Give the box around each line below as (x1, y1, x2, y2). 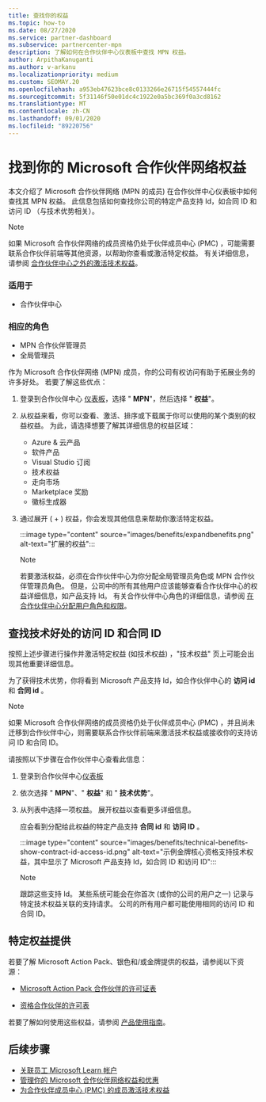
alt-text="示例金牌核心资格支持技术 (131, 847, 247, 856)
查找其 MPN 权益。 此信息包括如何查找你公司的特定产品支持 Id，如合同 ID (8, 196, 249, 206)
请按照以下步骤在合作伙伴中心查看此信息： (8, 754, 147, 765)
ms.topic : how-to (8, 19, 66, 27)
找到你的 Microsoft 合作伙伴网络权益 (8, 158, 247, 177)
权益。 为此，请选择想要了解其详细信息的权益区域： (26, 421, 196, 430)
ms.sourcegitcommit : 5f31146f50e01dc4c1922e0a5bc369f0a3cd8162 (8, 93, 222, 101)
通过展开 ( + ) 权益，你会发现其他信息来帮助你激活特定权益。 (19, 514, 218, 524)
